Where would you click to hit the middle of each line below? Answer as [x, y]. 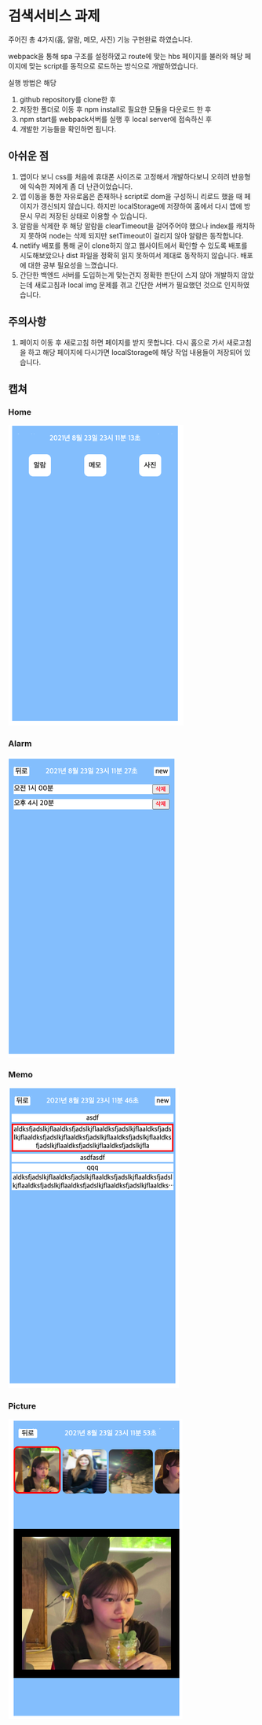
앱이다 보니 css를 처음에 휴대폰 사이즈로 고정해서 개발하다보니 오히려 [124, 176]
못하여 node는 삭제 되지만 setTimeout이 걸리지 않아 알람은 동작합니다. [136, 235]
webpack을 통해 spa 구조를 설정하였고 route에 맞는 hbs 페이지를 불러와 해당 [126, 56]
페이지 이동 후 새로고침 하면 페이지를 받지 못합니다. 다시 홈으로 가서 [122, 342]
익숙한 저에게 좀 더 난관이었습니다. [80, 187]
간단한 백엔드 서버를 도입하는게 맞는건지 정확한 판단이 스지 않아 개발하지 [129, 275]
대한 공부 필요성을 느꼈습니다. [73, 265]
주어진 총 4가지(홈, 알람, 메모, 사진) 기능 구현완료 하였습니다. [101, 39]
